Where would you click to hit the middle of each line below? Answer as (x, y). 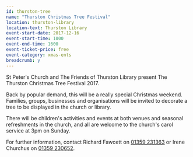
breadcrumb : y (23, 60)
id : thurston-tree (28, 11)
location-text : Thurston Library (47, 28)
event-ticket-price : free (37, 50)
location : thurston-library (40, 22)
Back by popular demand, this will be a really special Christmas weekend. (94, 95)
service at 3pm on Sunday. (38, 130)
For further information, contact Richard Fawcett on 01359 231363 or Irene (96, 142)
